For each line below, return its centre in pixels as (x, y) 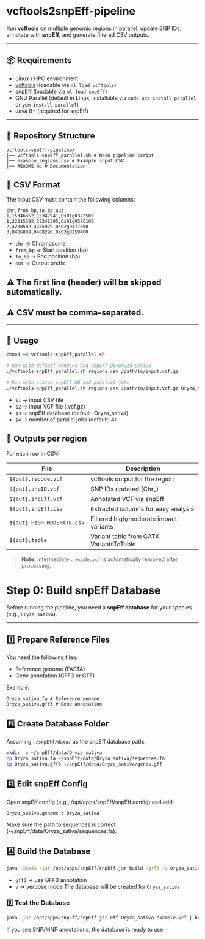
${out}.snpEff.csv (36, 509)
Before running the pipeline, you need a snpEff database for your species (99, 607)
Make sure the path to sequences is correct (61, 824)
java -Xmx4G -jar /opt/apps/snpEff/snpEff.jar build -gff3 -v (87, 869)
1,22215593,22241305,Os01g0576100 (50, 222)
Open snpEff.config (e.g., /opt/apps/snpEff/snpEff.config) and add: (90, 802)
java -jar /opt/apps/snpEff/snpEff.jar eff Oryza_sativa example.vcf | (99, 918)
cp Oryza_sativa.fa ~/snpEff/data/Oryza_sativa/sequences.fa (86, 759)
